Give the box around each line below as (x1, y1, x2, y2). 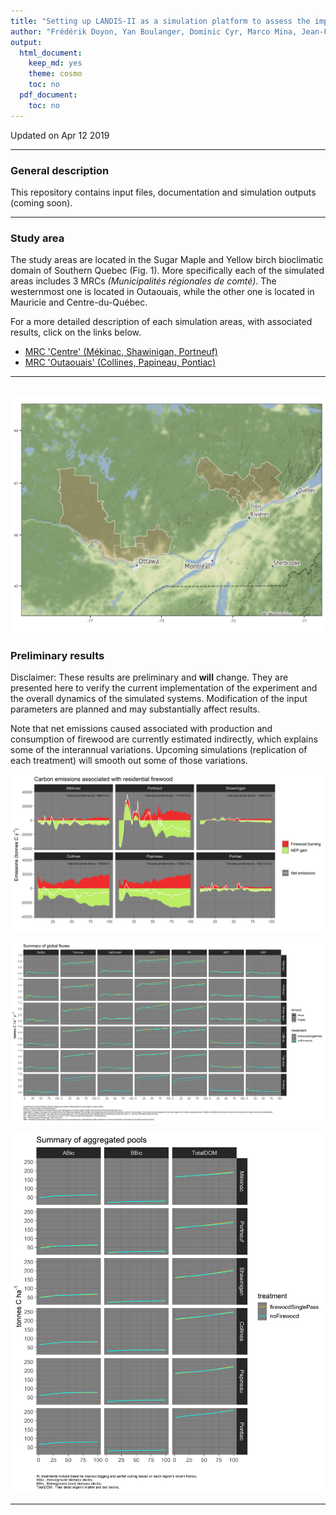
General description (10, 163, 110, 177)
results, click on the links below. (10, 326, 142, 339)
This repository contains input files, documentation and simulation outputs (10, 186, 317, 198)
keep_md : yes (28, 58, 83, 69)
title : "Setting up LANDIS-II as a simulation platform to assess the (10, 16, 311, 26)
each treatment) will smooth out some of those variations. (10, 754, 248, 766)
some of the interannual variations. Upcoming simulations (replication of (10, 743, 308, 755)
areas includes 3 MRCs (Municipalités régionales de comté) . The (10, 275, 277, 287)
